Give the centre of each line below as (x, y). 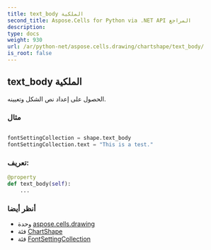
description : (27, 27)
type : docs (23, 34)
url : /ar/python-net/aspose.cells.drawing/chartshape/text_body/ (105, 47)
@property (22, 177)
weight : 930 (25, 40)
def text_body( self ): (39, 184)
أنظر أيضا (22, 208)
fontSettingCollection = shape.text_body (69, 138)
